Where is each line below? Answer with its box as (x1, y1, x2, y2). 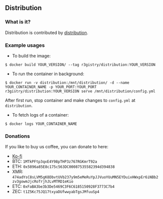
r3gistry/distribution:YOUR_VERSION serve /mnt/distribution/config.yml (5, 89, 156, 94)
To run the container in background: (12, 71, 84, 77)
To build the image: (12, 53, 51, 59)
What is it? (5, 19, 31, 25)
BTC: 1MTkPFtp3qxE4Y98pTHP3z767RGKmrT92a (12, 159, 97, 164)
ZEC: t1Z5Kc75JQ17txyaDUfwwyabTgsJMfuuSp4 (12, 189, 100, 195)
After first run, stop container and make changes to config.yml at (5, 97, 136, 103)
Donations (5, 133, 30, 139)
